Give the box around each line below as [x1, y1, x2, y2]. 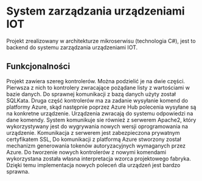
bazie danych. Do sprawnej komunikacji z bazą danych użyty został [6, 90, 176, 98]
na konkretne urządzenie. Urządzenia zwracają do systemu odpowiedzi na [6, 109, 193, 117]
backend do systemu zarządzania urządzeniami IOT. [6, 44, 138, 51]
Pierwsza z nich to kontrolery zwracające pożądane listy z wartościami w [6, 84, 190, 91]
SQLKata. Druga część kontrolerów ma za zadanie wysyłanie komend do [6, 97, 189, 104]
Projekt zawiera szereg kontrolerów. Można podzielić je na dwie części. [6, 77, 186, 84]
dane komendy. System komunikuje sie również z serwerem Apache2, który [6, 116, 197, 123]
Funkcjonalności [6, 61, 71, 72]
